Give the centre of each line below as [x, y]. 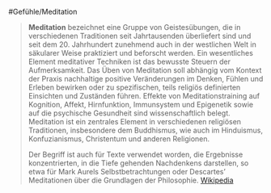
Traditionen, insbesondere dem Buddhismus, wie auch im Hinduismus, [145, 130]
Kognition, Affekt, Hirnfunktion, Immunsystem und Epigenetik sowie [140, 105]
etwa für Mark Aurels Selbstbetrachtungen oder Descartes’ [127, 172]
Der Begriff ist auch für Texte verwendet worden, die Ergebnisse [135, 154]
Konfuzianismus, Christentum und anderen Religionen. [119, 139]
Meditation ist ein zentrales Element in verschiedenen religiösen [134, 122]
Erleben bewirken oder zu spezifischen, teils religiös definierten [134, 87]
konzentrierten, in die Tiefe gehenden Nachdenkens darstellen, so [138, 163]
